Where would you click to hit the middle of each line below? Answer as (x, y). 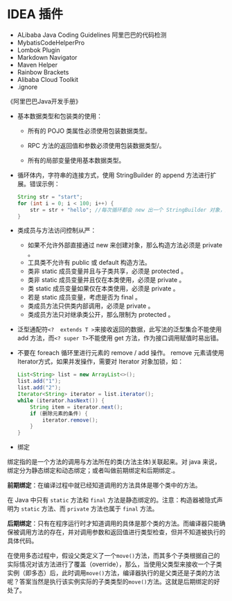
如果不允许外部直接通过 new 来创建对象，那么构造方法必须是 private (125, 245)
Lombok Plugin (38, 50)
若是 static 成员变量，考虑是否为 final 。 (84, 297)
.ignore (27, 87)
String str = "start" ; (50, 197)
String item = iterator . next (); (77, 407)
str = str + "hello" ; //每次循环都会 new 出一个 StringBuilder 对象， (128, 210)
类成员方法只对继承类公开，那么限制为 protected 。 (101, 315)
